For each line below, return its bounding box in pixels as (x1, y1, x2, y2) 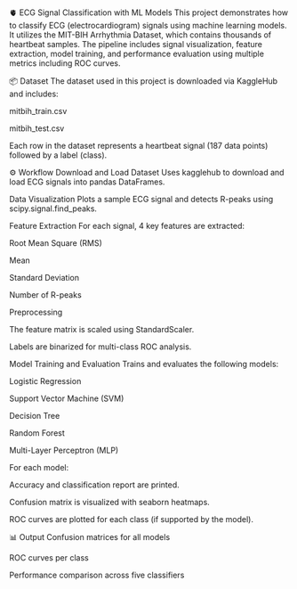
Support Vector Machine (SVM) (9, 393, 124, 404)
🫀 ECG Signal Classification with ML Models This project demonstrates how (9, 7, 289, 18)
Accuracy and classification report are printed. (9, 479, 180, 490)
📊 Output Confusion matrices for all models (9, 532, 171, 542)
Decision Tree (9, 411, 60, 421)
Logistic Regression (9, 376, 82, 386)
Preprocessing (9, 307, 63, 317)
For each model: (9, 462, 69, 472)
